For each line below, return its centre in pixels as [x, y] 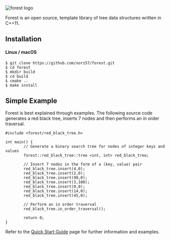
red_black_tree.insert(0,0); [54, 187]
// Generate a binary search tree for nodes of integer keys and [94, 147]
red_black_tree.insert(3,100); [57, 182]
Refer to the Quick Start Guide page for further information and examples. [82, 232]
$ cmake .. [17, 81]
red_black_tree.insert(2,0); [54, 173]
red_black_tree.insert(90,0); [55, 178]
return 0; [34, 218]
